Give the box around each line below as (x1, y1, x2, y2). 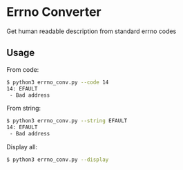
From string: (6, 104, 41, 113)
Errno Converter (6, 4, 102, 20)
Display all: (6, 143, 37, 151)
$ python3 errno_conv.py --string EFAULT (6, 117, 128, 124)
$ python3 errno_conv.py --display (6, 156, 109, 163)
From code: (6, 65, 39, 73)
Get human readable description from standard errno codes (6, 27, 177, 35)
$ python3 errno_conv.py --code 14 (6, 79, 109, 86)
